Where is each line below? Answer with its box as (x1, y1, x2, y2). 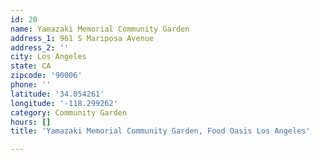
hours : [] (10, 117, 52, 127)
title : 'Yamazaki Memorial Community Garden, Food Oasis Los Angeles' (10, 126, 311, 136)
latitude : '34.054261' (10, 89, 105, 99)
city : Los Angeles (10, 52, 87, 62)
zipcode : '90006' (10, 71, 83, 81)
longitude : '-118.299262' (10, 98, 118, 108)
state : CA (10, 61, 52, 71)
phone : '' (10, 80, 52, 90)
